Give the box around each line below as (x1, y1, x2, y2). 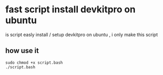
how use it (5, 46, 39, 55)
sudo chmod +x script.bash (5, 60, 63, 65)
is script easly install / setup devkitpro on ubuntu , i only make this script (5, 31, 158, 38)
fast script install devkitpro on (5, 4, 136, 15)
